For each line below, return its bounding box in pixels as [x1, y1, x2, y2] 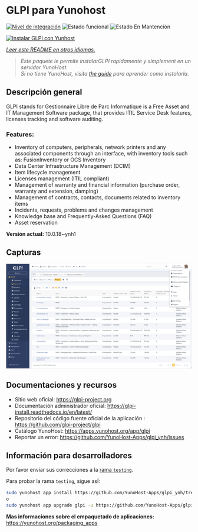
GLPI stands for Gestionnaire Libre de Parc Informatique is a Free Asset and [6, 103, 190, 110]
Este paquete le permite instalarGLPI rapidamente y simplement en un [20, 57, 192, 64]
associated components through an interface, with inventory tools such [14, 150, 188, 157]
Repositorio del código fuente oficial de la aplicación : [14, 414, 146, 421]
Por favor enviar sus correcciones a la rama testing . [6, 466, 134, 473]
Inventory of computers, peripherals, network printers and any [14, 144, 166, 151]
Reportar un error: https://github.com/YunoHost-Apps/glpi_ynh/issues [14, 433, 184, 440]
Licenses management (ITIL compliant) [14, 175, 110, 182]
